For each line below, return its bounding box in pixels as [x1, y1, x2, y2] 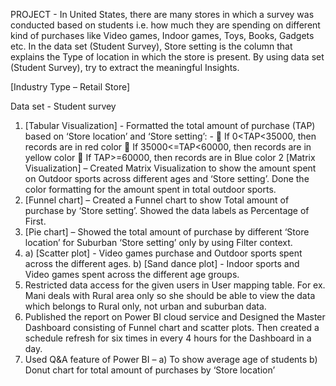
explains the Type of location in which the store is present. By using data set [10, 51, 325, 63]
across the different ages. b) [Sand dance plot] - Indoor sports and [24, 258, 300, 269]
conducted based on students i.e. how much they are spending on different [10, 19, 321, 31]
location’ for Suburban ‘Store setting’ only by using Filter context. [24, 237, 293, 248]
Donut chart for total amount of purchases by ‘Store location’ [24, 364, 276, 376]
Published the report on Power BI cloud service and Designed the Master [24, 311, 326, 323]
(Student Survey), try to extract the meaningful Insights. [10, 62, 240, 73]
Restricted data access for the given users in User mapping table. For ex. [24, 279, 326, 291]
